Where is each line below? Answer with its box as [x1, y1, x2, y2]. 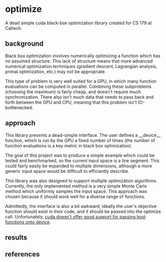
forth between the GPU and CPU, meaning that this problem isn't [5, 99, 137, 105]
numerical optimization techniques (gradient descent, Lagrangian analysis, [5, 63, 158, 69]
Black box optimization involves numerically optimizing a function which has [5, 53, 161, 59]
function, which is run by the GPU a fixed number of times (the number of [5, 137, 155, 143]
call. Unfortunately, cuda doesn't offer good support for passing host [5, 213, 146, 219]
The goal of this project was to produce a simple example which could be [5, 152, 155, 158]
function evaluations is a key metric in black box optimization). [5, 142, 132, 148]
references [5, 250, 40, 259]
